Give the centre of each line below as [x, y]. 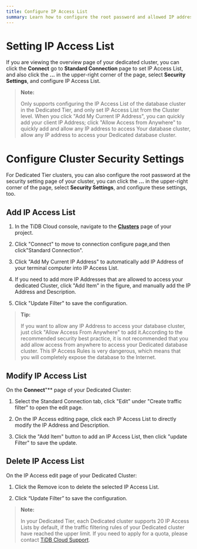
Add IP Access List [41, 212]
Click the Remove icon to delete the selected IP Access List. [87, 487]
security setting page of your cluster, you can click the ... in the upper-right [97, 181]
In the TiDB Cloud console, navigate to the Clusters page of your [93, 226]
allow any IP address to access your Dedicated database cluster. [98, 135]
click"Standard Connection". [49, 250]
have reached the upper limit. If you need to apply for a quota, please [104, 533]
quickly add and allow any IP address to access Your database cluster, [105, 129]
